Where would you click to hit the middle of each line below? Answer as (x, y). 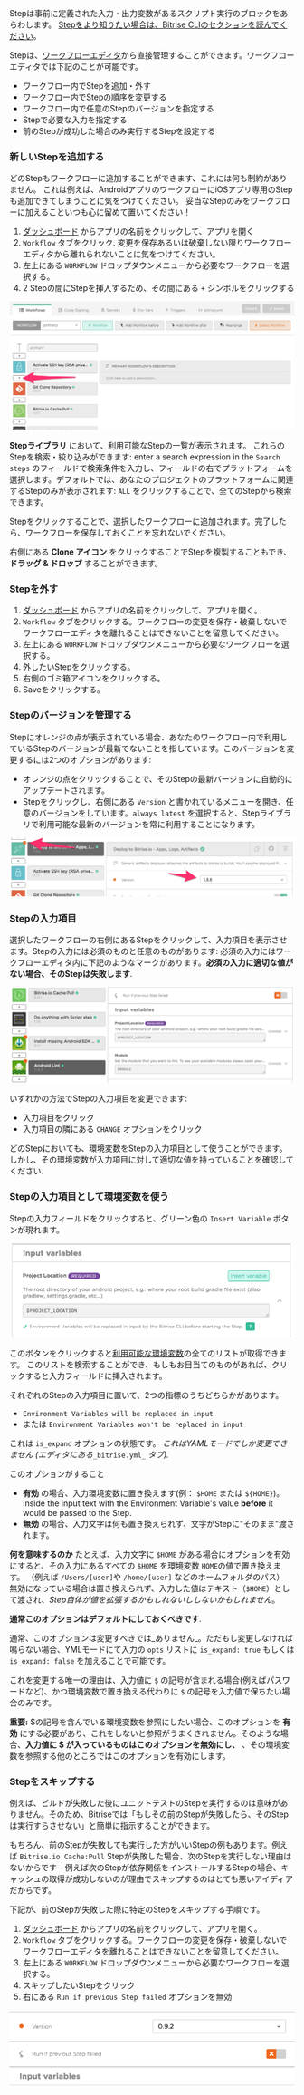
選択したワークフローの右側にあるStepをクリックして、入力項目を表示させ (148, 940)
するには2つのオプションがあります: (84, 759)
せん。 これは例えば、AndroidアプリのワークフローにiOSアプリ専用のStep (155, 189)
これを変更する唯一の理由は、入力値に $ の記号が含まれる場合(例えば (138, 1680)
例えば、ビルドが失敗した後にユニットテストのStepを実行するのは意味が (145, 1803)
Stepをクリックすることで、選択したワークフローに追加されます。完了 (140, 521)
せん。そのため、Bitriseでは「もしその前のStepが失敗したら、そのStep (157, 1814)
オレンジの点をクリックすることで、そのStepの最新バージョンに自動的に (157, 778)
